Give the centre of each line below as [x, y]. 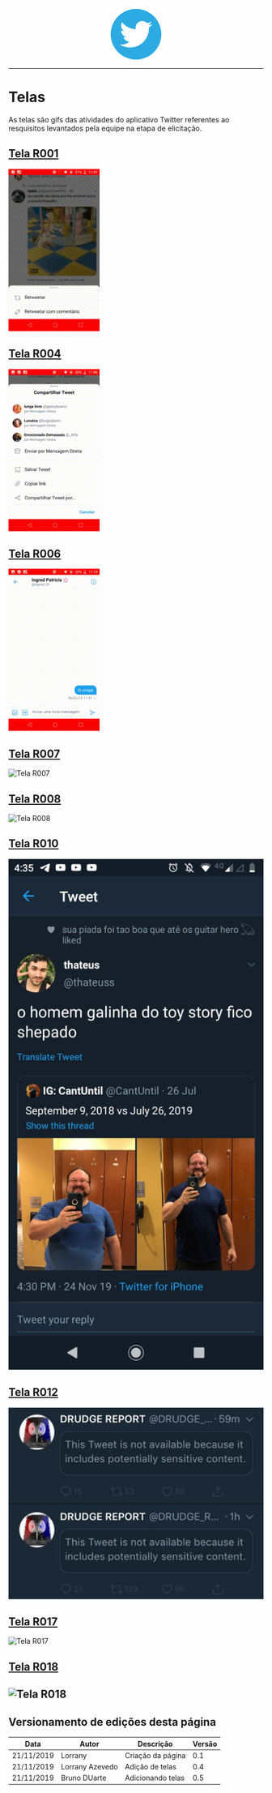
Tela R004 [35, 354]
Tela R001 [34, 154]
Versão [205, 1744]
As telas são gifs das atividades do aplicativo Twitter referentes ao [119, 119]
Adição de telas [151, 1767]
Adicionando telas [155, 1778]
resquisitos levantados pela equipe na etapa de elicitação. [105, 128]
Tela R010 [34, 844]
